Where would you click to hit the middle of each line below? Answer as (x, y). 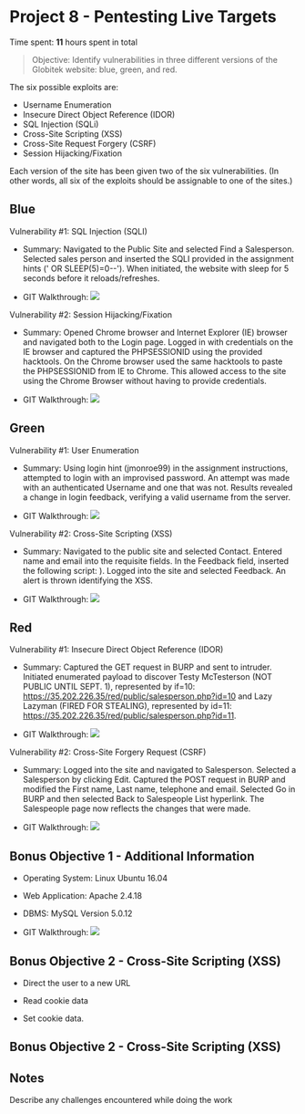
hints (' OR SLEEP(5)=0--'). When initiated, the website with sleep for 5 (156, 268)
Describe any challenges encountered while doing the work (121, 1100)
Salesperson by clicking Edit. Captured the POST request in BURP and (154, 780)
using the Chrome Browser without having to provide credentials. (144, 380)
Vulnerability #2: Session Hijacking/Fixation (91, 314)
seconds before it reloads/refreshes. (91, 278)
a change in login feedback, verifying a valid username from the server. (157, 497)
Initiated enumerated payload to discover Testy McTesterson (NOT (147, 677)
